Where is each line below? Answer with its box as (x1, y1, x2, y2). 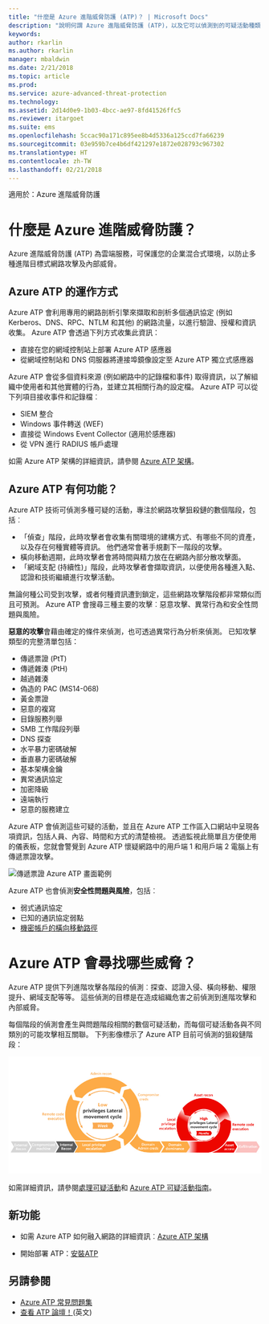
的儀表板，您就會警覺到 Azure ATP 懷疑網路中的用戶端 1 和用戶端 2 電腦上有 (8, 841, 259, 851)
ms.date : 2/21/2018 (8, 64, 74, 72)
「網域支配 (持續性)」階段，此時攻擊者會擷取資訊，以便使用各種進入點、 (19, 562, 259, 572)
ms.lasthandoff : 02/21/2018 (8, 166, 103, 174)
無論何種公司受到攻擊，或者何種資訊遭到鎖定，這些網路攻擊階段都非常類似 (8, 589, 255, 599)
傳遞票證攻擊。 (8, 851, 58, 861)
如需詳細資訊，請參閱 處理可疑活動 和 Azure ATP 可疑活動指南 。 (8, 1183, 217, 1193)
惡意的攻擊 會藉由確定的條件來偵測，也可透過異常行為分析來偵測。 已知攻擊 (8, 626, 257, 636)
